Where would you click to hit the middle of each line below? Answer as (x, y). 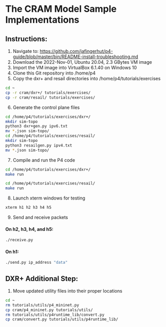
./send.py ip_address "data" (36, 263)
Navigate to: (26, 51)
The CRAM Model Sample (61, 9)
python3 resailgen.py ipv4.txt (39, 145)
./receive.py (19, 240)
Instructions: (26, 39)
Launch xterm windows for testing (49, 198)
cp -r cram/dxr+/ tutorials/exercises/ (48, 93)
